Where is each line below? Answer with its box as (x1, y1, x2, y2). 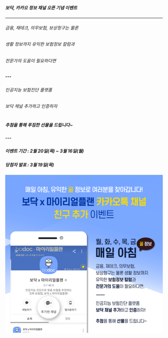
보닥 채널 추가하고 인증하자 (5, 103, 57, 109)
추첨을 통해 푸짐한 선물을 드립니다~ (5, 122, 73, 128)
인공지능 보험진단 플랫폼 (5, 87, 52, 93)
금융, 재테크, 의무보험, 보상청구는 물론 (5, 25, 78, 31)
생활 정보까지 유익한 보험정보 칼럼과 (5, 41, 75, 47)
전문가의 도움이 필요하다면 (5, 58, 56, 64)
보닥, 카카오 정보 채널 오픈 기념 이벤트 (5, 5, 77, 11)
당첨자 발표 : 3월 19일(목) (5, 161, 54, 167)
